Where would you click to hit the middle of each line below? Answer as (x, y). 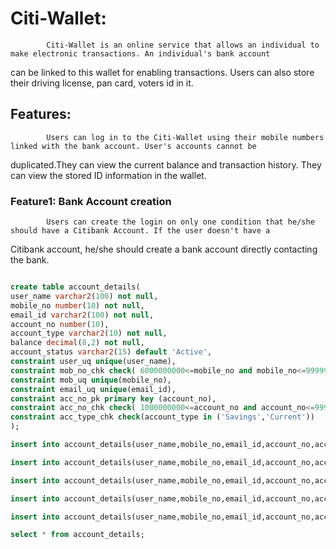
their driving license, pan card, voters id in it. (102, 83)
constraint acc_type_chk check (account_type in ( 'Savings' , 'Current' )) (162, 417)
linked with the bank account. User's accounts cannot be (133, 146)
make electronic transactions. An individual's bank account (140, 53)
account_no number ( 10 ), (60, 324)
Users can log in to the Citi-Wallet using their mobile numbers (185, 137)
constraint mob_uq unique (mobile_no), (91, 380)
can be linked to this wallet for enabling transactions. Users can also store (162, 72)
